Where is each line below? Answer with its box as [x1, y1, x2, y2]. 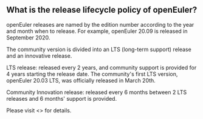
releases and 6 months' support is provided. [6, 95, 117, 102]
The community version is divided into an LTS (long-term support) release [6, 46, 191, 53]
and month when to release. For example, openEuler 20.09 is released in [6, 27, 188, 35]
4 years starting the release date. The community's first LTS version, [6, 70, 178, 78]
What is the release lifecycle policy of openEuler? [6, 5, 198, 15]
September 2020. [6, 33, 50, 41]
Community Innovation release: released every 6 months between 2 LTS [6, 88, 187, 96]
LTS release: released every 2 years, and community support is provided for [6, 64, 197, 71]
